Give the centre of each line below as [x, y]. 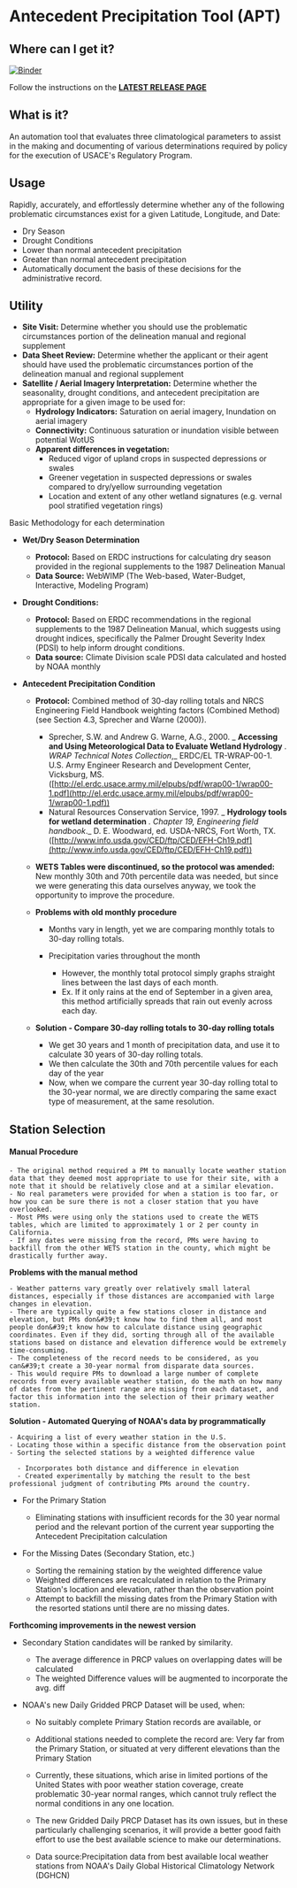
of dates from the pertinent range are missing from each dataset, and [144, 1390]
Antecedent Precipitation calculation [101, 1537]
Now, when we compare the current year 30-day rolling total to [163, 1083]
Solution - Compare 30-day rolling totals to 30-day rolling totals [155, 1028]
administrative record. [62, 278]
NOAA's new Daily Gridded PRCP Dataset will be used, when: [133, 1705]
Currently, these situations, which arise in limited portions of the [151, 1776]
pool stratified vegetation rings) [106, 505]
